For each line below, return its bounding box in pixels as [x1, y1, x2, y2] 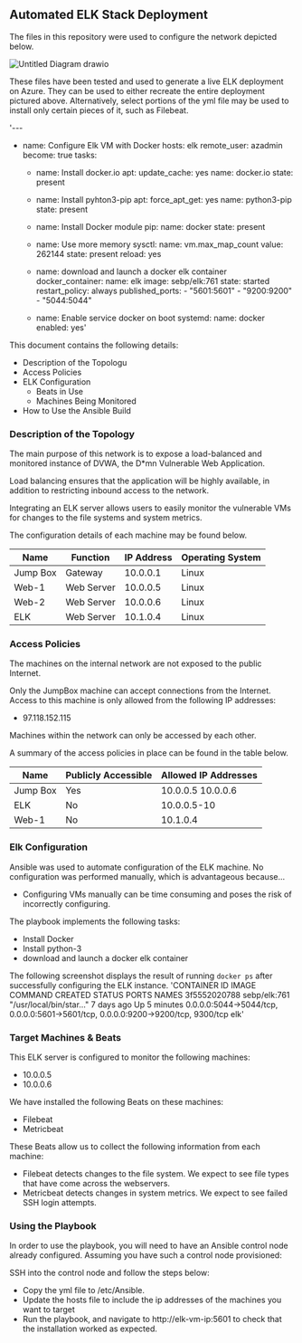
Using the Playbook [9, 1219, 97, 1232]
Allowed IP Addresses [161, 769, 258, 782]
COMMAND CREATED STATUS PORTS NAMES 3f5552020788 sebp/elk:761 [9, 989, 290, 1000]
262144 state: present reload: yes [35, 248, 162, 259]
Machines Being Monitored [35, 395, 137, 406]
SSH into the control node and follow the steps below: [9, 1267, 210, 1279]
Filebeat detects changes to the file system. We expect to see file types [22, 1168, 289, 1179]
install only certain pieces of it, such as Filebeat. [9, 104, 189, 116]
